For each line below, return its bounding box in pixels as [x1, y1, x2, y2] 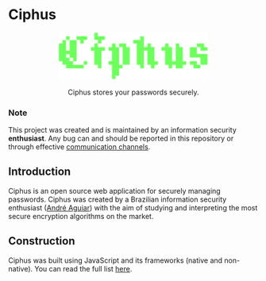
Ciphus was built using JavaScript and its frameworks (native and [8, 256, 223, 265]
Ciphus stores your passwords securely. [67, 87, 199, 97]
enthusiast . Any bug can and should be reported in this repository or [8, 133, 234, 143]
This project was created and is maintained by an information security [8, 125, 237, 134]
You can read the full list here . [34, 264, 133, 273]
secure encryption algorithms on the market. [8, 211, 154, 221]
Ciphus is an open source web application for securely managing [8, 186, 221, 195]
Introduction [8, 165, 71, 179]
